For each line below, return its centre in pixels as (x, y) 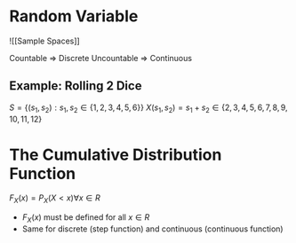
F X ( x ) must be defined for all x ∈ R (86, 219)
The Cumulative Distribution (116, 155)
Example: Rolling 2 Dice (76, 86)
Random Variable (74, 16)
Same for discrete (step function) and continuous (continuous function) (152, 229)
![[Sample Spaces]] (44, 41)
